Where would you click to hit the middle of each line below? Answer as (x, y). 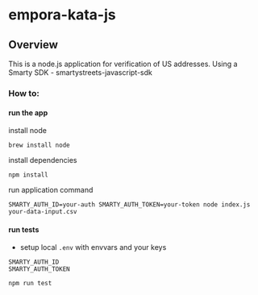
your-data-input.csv (43, 212)
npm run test (30, 284)
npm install (28, 175)
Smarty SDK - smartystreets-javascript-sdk (81, 73)
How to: (24, 93)
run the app (28, 112)
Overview (33, 45)
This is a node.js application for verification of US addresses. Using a (123, 64)
